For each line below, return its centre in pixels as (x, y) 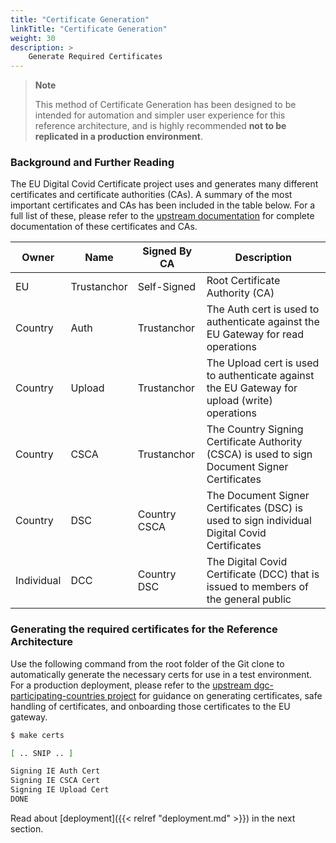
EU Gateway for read (255, 334)
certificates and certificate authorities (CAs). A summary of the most (151, 195)
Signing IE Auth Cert (55, 771)
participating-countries (58, 695)
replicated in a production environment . (118, 137)
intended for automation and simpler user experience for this (160, 115)
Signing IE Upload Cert (60, 790)
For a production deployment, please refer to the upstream (131, 685)
